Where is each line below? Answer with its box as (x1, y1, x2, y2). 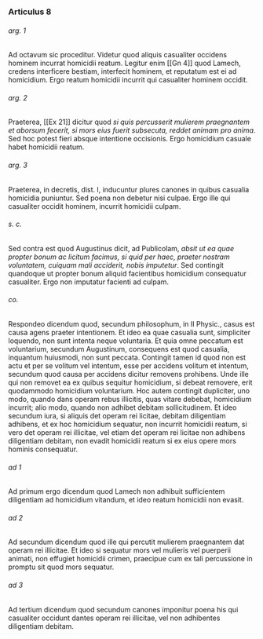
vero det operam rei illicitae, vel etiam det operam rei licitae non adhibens (8, 427, 246, 437)
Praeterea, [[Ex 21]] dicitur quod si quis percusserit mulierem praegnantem (8, 117, 250, 127)
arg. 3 (8, 160, 27, 170)
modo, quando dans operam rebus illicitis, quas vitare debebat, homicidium (8, 394, 252, 403)
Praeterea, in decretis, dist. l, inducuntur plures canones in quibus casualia (8, 184, 250, 194)
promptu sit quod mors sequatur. (8, 562, 115, 571)
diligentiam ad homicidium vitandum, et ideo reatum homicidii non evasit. (8, 495, 244, 505)
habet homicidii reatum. (8, 142, 85, 152)
